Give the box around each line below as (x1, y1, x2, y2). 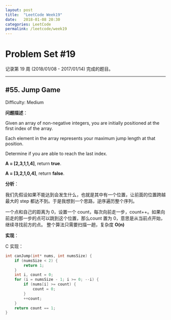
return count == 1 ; (14, 305, 56, 311)
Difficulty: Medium (5, 99, 44, 105)
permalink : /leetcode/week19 (5, 26, 67, 32)
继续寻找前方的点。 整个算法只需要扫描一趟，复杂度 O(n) (5, 221, 125, 227)
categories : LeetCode (5, 21, 51, 27)
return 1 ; (23, 263, 44, 268)
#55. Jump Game (5, 86, 61, 94)
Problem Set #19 (5, 48, 76, 60)
